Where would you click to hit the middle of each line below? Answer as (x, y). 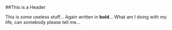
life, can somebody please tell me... (43, 22)
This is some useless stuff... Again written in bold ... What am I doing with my (86, 17)
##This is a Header (25, 7)
